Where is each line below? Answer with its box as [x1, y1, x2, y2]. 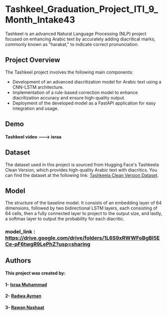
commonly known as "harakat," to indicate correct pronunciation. [5, 41, 139, 47]
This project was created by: [5, 270, 66, 276]
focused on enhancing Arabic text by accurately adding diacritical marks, [5, 36, 156, 42]
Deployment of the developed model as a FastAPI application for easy [12, 100, 156, 106]
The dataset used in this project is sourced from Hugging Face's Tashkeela [5, 161, 160, 167]
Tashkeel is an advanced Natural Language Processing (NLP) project [5, 30, 147, 36]
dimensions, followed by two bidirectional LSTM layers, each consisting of [5, 205, 158, 211]
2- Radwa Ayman [5, 293, 41, 299]
